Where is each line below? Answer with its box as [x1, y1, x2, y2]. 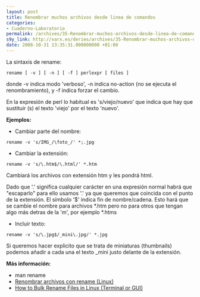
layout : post [6, 8, 39, 15]
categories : [6, 20, 36, 26]
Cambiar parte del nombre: [14, 128, 82, 135]
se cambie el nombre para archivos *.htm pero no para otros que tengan [6, 202, 183, 209]
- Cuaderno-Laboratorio [6, 25, 65, 32]
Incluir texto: [14, 220, 46, 227]
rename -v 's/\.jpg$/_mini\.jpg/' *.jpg [6, 231, 108, 237]
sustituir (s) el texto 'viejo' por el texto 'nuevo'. [6, 104, 120, 112]
